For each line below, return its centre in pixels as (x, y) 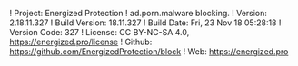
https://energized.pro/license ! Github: (81, 42)
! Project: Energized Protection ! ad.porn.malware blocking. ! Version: (139, 13)
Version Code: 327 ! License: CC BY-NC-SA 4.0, (99, 32)
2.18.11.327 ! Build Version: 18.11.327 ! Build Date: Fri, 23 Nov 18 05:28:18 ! (145, 23)
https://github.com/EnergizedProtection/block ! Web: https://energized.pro (149, 52)
